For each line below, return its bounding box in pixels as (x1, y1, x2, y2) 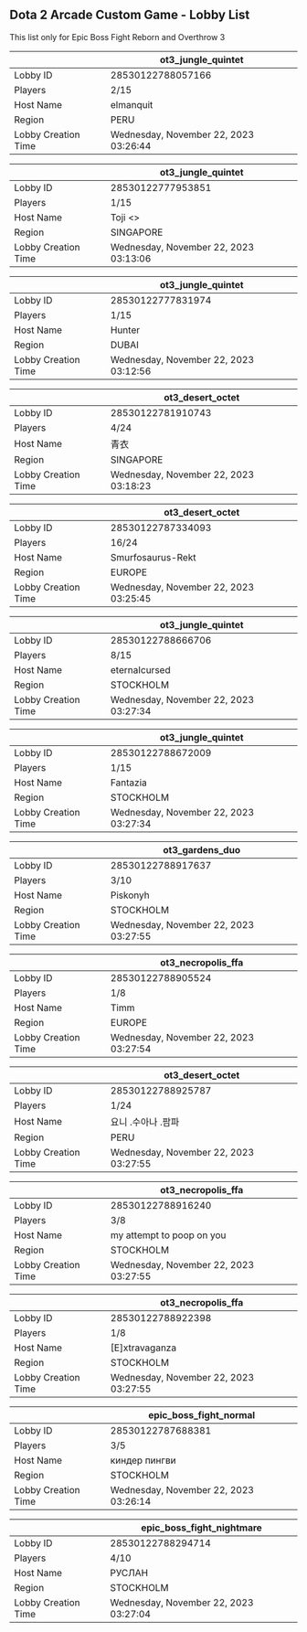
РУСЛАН (110, 1566, 149, 1579)
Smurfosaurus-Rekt (110, 550, 196, 563)
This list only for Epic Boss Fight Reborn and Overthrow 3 (9, 31, 226, 42)
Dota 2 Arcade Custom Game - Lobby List (9, 7, 250, 23)
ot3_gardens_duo (163, 843, 240, 856)
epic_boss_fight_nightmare (141, 1521, 262, 1534)
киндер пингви (110, 1454, 176, 1467)
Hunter (110, 324, 140, 336)
